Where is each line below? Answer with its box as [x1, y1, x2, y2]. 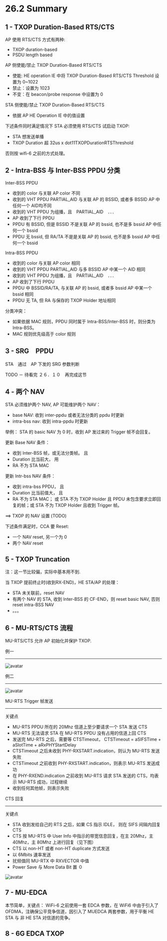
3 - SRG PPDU [5, 347, 54, 356]
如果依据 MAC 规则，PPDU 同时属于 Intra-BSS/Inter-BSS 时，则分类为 [12, 318, 156, 324]
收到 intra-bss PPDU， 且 [12, 483, 65, 490]
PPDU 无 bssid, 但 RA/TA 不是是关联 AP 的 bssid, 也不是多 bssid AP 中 [12, 233, 156, 239]
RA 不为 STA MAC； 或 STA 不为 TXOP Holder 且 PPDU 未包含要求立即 [12, 496, 157, 502]
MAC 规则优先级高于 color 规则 [12, 331, 76, 337]
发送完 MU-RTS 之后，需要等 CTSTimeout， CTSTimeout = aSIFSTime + [12, 737, 162, 743]
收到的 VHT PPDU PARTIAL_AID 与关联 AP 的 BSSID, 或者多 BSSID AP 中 [12, 196, 161, 202]
